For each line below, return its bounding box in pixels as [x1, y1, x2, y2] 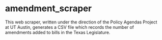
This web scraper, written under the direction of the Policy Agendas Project [5, 19, 158, 25]
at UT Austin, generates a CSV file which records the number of [5, 24, 134, 30]
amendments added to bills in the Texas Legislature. [5, 29, 110, 35]
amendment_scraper [5, 3, 92, 14]
